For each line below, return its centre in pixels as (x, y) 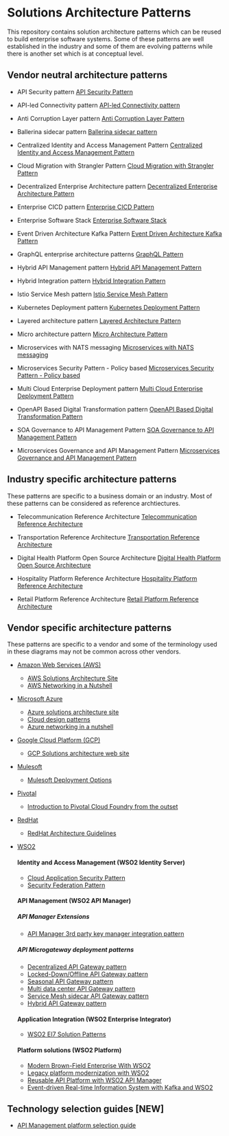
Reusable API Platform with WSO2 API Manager (95, 1080)
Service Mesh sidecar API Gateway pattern (88, 996)
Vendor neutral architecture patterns (87, 75)
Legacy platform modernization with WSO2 (88, 1073)
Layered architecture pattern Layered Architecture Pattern (99, 320)
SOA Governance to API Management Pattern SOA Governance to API (116, 430)
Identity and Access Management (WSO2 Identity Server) (101, 862)
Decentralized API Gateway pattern (77, 967)
